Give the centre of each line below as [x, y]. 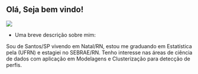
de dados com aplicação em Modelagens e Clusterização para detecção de [98, 59]
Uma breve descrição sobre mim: [55, 35]
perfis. [14, 65]
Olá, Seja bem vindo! [45, 10]
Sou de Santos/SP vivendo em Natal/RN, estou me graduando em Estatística [99, 46]
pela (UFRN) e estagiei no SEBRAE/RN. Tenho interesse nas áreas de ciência [99, 52]
